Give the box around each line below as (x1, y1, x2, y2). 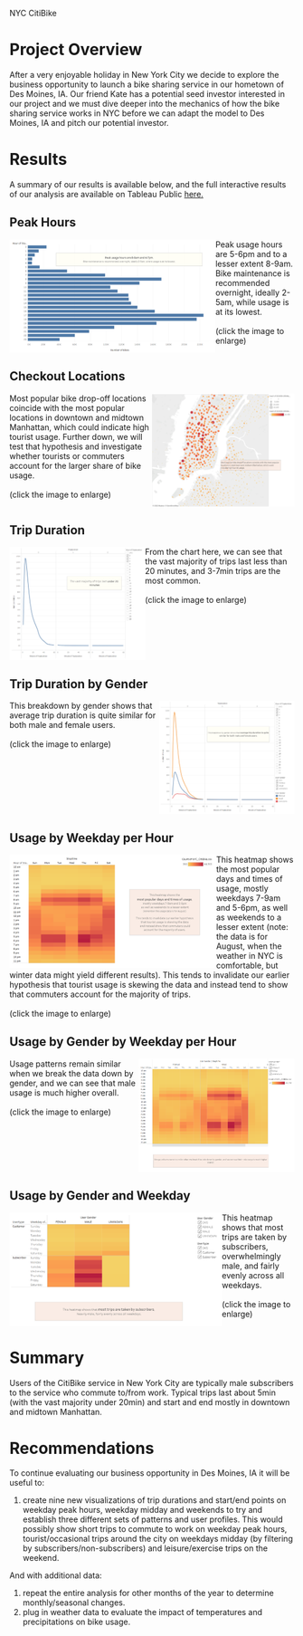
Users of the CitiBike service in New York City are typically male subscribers (9, 1377, 294, 1388)
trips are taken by (221, 1231, 288, 1242)
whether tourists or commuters (9, 450, 125, 461)
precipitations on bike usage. (22, 1616, 131, 1628)
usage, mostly (215, 883, 269, 894)
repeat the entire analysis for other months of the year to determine (22, 1588, 274, 1599)
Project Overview (9, 40, 143, 60)
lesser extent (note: (215, 921, 289, 932)
